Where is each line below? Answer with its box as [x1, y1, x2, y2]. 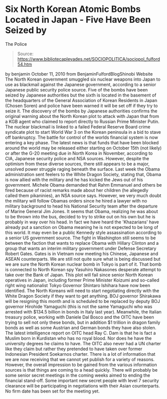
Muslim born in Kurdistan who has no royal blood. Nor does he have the [5, 335, 152, 341]
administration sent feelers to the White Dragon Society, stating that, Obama [5, 171, 162, 177]
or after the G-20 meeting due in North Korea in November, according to [5, 150, 153, 156]
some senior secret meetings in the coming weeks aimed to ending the [5, 372, 151, 378]
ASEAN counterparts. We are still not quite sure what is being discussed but [5, 256, 161, 262]
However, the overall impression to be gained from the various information [5, 362, 158, 368]
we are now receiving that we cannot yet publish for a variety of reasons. [5, 356, 155, 362]
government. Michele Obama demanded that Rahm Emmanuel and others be [5, 182, 162, 188]
